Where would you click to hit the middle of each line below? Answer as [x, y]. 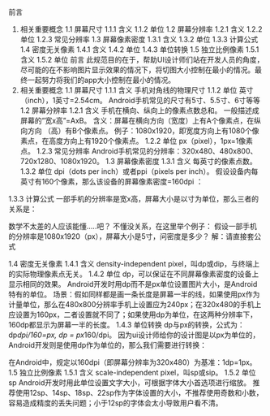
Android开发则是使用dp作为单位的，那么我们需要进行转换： [108, 345]
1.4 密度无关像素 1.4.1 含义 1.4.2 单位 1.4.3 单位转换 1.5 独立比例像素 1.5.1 [139, 50]
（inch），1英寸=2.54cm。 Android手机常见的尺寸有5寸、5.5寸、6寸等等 [140, 100]
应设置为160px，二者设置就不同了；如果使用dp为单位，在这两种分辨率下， [133, 314]
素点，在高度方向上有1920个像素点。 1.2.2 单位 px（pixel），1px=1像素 [137, 141]
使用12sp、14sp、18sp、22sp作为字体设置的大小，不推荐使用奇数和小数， [139, 393]
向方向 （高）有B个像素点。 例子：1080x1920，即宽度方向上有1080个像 [139, 131]
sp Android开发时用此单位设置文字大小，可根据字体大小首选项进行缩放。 [130, 383]
